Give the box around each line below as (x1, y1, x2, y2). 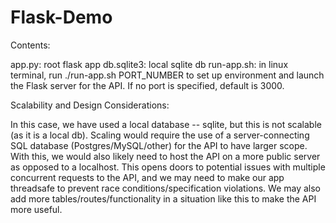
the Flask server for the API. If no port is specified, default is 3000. (10, 79, 285, 91)
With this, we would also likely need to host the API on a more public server (10, 150, 321, 162)
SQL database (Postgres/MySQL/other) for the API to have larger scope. (10, 139, 308, 151)
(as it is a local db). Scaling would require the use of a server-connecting (10, 129, 310, 141)
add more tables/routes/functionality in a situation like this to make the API (10, 192, 317, 205)
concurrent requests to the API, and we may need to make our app (10, 171, 285, 183)
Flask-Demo (10, 6, 113, 29)
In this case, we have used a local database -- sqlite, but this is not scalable (10, 118, 322, 130)
